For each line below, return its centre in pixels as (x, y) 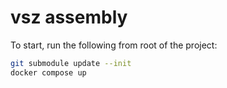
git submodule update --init (71, 63)
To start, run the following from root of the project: (114, 45)
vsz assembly (69, 17)
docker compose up (48, 72)
